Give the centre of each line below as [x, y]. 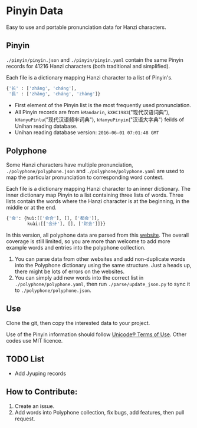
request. [25, 419]
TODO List [25, 359]
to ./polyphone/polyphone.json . [53, 290]
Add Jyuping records [40, 373]
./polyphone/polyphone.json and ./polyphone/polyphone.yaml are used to [95, 171]
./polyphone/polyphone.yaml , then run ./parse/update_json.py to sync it [102, 284]
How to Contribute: [42, 392]
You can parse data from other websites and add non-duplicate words [100, 259]
